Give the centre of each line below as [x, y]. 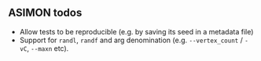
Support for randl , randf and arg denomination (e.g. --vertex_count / [131, 40]
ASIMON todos [45, 13]
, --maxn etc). [48, 48]
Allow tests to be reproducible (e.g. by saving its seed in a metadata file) [136, 31]
